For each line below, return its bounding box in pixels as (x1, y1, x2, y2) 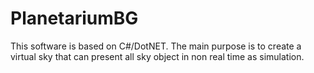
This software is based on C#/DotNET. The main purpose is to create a (10, 40, 302, 52)
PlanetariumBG (10, 7, 139, 30)
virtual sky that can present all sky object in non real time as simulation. (10, 50, 305, 62)
